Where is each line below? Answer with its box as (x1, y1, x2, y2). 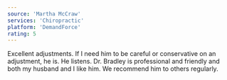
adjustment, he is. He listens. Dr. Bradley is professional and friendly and (7, 57, 221, 66)
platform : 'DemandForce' (7, 23, 81, 30)
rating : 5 (7, 30, 37, 38)
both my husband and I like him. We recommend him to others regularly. (7, 64, 218, 73)
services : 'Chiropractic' (7, 17, 84, 24)
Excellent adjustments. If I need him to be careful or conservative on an (7, 50, 216, 58)
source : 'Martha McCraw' (7, 10, 81, 18)
